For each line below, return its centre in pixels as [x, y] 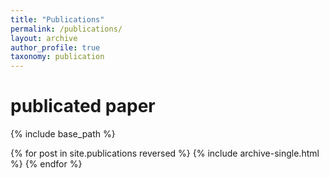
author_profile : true [55, 47]
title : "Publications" [57, 19]
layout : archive [44, 38]
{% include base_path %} [63, 134]
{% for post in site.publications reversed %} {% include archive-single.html [165, 153]
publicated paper [83, 106]
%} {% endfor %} [46, 164]
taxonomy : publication [57, 57]
